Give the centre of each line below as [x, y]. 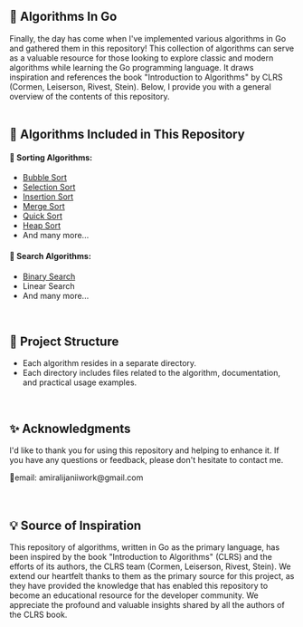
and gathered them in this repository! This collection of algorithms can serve [152, 48]
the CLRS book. [38, 615]
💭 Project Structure [64, 342]
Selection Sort [49, 188]
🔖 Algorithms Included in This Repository [128, 135]
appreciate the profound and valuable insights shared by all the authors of [147, 605]
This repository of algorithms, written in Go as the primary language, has [145, 547]
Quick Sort [43, 216]
